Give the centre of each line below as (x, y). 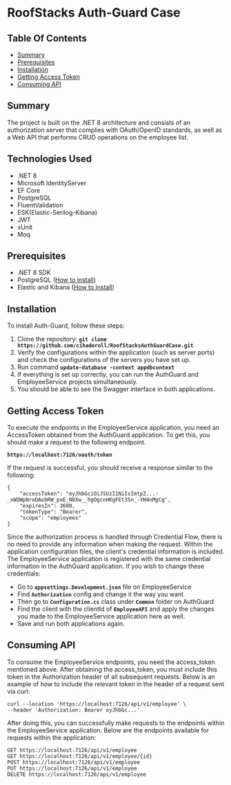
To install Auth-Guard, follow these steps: (66, 325)
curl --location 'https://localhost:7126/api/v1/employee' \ (97, 704)
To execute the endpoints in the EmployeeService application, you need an (113, 428)
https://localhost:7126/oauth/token (60, 455)
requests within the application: (52, 737)
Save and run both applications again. (71, 624)
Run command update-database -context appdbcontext (96, 367)
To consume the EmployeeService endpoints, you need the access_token (111, 662)
